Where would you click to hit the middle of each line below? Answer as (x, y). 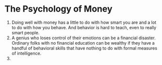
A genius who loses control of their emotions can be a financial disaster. (83, 38)
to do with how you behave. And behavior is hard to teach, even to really (84, 27)
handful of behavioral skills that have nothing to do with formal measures (84, 48)
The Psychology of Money (58, 9)
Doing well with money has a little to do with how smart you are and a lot (84, 22)
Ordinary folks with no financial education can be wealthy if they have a (83, 43)
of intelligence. (26, 53)
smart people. (25, 32)
